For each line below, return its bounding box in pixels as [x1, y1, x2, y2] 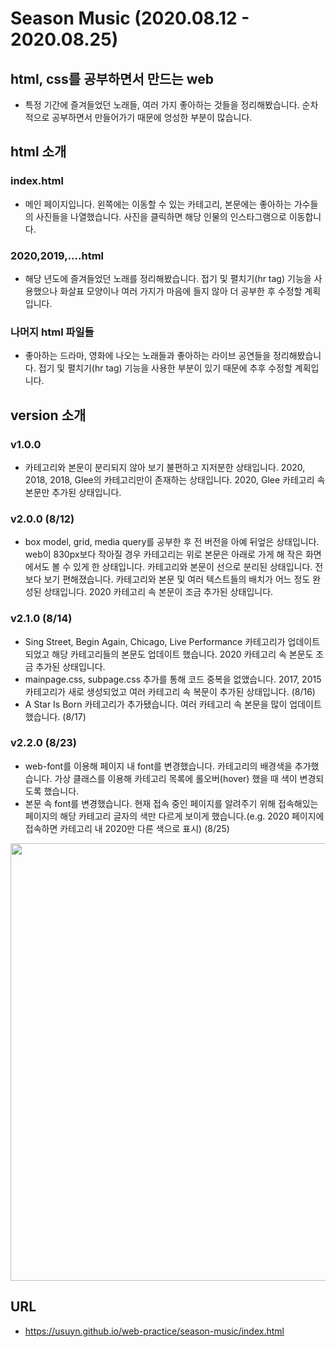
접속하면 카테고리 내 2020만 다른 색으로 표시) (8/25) [24, 822, 230, 834]
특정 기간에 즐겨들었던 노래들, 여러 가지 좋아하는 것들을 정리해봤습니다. [24, 99, 300, 111]
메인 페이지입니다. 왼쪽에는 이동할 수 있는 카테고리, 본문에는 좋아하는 [24, 198, 292, 210]
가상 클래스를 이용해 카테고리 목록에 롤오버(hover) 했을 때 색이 [54, 772, 298, 784]
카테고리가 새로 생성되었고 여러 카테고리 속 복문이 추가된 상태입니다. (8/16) [24, 685, 316, 697]
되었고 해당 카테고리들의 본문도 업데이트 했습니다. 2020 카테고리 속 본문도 [24, 648, 314, 660]
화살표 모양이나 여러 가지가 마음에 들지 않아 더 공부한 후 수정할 [59, 285, 303, 297]
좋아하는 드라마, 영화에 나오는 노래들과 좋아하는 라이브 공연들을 [24, 350, 272, 362]
